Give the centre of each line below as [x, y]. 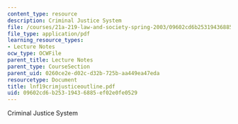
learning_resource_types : [45, 40]
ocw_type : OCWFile [34, 54]
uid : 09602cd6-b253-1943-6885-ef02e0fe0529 [73, 93]
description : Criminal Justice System [64, 21]
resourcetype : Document [42, 80]
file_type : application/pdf [49, 34]
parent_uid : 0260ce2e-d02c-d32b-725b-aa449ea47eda [84, 73]
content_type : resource [42, 14]
